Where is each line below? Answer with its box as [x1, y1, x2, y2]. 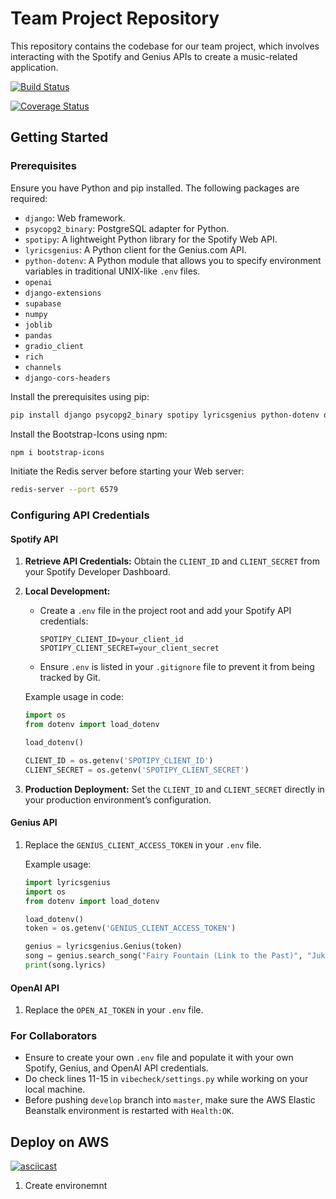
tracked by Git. [39, 672, 101, 684]
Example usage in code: [24, 691, 125, 703]
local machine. [24, 1083, 86, 1096]
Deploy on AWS [10, 1133, 110, 1151]
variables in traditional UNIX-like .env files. [24, 265, 201, 277]
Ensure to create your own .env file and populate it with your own [24, 1052, 294, 1064]
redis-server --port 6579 [10, 485, 118, 495]
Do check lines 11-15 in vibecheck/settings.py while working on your [24, 1073, 309, 1085]
